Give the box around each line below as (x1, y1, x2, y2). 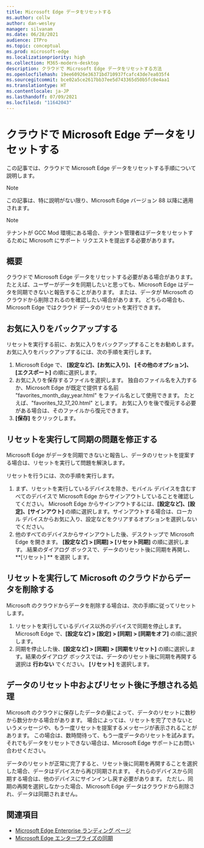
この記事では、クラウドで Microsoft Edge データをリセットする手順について (6, 164, 196, 171)
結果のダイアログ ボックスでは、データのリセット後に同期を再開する (25, 652, 197, 660)
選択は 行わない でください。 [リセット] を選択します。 (15, 660, 153, 668)
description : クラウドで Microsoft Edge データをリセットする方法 (6, 65, 162, 72)
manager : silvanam (6, 26, 53, 32)
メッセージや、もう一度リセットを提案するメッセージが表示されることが (16, 724, 197, 731)
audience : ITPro (6, 37, 47, 43)
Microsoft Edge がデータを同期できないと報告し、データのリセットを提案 (6, 451, 190, 459)
